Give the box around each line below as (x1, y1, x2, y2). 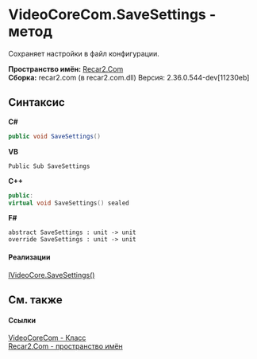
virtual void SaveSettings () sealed (8, 199, 129, 207)
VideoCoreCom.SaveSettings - (8, 6, 217, 24)
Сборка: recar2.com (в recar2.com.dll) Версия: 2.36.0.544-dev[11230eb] (8, 72, 250, 82)
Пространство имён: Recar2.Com (8, 64, 124, 73)
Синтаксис (8, 96, 65, 109)
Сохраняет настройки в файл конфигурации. (8, 49, 160, 58)
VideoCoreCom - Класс (8, 333, 86, 343)
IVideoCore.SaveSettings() (8, 270, 95, 279)
